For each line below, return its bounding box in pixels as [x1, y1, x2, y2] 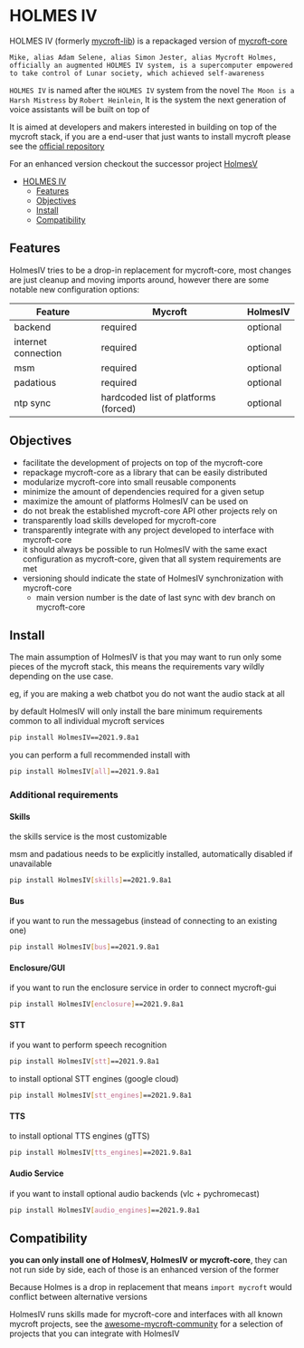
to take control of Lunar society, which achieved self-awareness [9, 69, 265, 78]
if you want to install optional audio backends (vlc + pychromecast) [9, 1188, 261, 1199]
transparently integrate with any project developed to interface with [22, 525, 274, 535]
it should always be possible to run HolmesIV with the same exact [22, 544, 268, 554]
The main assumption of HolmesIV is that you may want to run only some [9, 651, 282, 662]
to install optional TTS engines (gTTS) [9, 1131, 151, 1141]
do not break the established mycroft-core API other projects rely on [22, 505, 278, 516]
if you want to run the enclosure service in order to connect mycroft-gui [9, 982, 277, 993]
